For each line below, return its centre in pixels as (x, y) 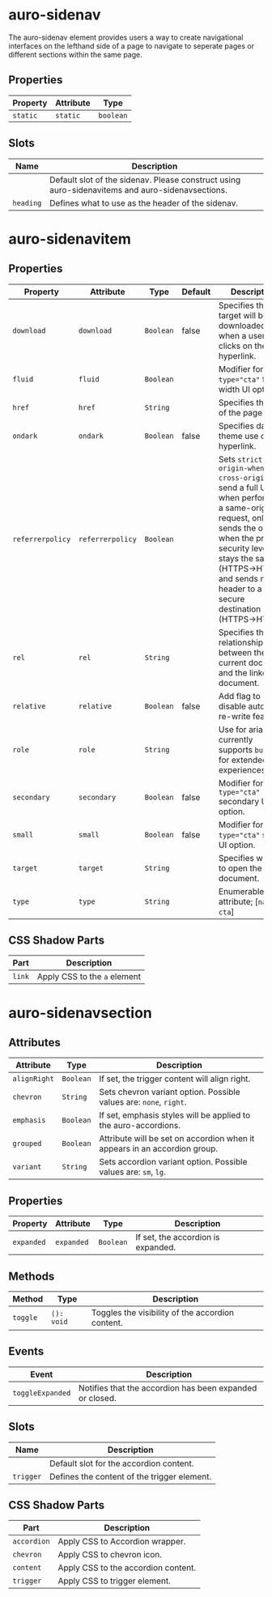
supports (236, 749)
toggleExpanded (42, 1393)
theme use (238, 436)
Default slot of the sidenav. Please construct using (145, 180)
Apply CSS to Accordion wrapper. (122, 1542)
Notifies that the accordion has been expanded (168, 1388)
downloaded (242, 326)
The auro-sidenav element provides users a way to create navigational (126, 37)
